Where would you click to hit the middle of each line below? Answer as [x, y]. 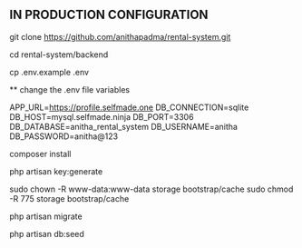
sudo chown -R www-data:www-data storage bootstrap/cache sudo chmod [151, 189]
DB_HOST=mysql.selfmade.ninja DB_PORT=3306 [102, 116]
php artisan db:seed [47, 233]
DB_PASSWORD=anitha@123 [64, 136]
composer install [40, 154]
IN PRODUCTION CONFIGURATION [109, 15]
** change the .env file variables [69, 89]
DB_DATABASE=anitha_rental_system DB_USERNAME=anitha [124, 126]
